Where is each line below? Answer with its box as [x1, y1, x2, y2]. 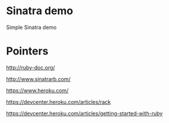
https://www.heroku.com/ [6, 87, 69, 94]
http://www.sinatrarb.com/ [6, 75, 71, 82]
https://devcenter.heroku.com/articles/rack [6, 98, 111, 105]
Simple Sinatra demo [6, 24, 57, 31]
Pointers [6, 44, 48, 58]
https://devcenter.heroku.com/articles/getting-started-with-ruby [6, 109, 163, 116]
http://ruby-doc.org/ [6, 64, 55, 71]
